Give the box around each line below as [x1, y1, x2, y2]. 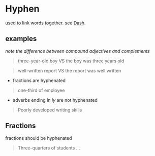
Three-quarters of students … [17, 145, 80, 151]
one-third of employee [17, 87, 65, 93]
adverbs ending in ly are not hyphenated [12, 97, 98, 103]
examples [5, 34, 37, 43]
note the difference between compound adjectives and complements [5, 48, 150, 54]
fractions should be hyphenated [5, 135, 72, 141]
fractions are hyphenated [12, 77, 66, 84]
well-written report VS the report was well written [17, 67, 121, 73]
